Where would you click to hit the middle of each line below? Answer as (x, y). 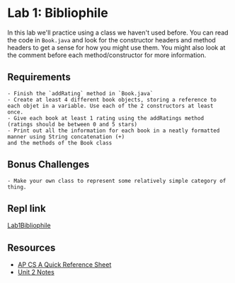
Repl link (27, 209)
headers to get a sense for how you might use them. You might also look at (116, 47)
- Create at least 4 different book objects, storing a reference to (112, 100)
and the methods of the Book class (60, 143)
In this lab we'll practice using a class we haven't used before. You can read (118, 32)
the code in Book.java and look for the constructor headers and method (111, 40)
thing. (17, 187)
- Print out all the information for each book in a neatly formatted (114, 131)
